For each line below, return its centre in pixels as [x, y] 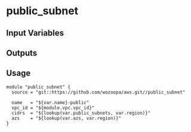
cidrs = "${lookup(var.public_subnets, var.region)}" [81, 113]
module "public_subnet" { [38, 87]
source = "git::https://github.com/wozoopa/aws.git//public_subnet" [98, 92]
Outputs [22, 53]
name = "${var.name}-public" [50, 102]
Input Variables [35, 33]
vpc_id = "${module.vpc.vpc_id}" [53, 108]
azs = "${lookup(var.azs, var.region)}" [66, 118]
